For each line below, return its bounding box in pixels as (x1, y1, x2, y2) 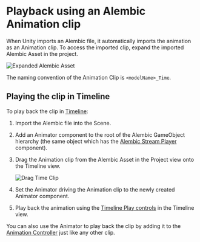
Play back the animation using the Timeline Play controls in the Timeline (15, 204, 195, 211)
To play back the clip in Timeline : (6, 108, 88, 115)
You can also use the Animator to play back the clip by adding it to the (6, 222, 181, 229)
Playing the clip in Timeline (6, 91, 110, 102)
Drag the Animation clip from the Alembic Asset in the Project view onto (15, 156, 195, 163)
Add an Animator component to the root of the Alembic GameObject (15, 131, 185, 138)
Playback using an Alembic (6, 4, 146, 18)
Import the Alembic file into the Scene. (15, 119, 112, 126)
